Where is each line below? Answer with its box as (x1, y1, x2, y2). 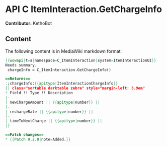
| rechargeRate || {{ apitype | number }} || (5, 109, 94, 114)
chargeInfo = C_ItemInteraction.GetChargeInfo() (7, 67, 112, 72)
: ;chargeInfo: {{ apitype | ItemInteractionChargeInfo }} (5, 81, 118, 86)
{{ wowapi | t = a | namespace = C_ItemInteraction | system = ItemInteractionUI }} (5, 58, 156, 63)
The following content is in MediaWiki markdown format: (5, 48, 122, 54)
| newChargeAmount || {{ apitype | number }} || (5, 100, 100, 105)
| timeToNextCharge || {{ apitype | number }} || (5, 118, 102, 124)
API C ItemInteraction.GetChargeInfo (5, 4, 162, 15)
